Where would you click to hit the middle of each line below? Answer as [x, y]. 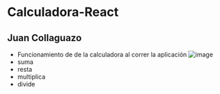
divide [26, 84]
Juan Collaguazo [45, 38]
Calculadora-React [63, 12]
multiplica [31, 77]
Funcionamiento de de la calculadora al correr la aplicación [102, 54]
